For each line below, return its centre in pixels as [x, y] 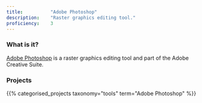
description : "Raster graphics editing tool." [71, 18]
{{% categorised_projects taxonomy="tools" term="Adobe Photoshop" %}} [101, 93]
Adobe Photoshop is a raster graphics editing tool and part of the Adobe [98, 58]
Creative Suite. [25, 64]
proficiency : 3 [30, 23]
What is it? [22, 44]
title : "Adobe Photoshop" [52, 12]
